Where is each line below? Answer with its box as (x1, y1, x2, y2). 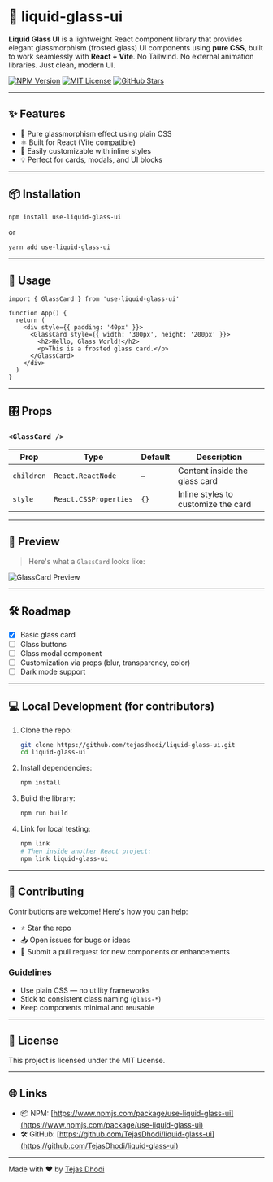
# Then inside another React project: (19, 847, 152, 855)
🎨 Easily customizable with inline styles (19, 146, 152, 155)
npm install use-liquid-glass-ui (8, 213, 122, 221)
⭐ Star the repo (19, 923, 71, 932)
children (12, 471, 46, 480)
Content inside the (177, 465, 249, 476)
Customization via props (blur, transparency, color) (19, 658, 191, 667)
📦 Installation (8, 187, 81, 202)
